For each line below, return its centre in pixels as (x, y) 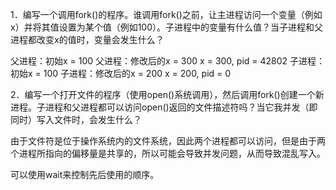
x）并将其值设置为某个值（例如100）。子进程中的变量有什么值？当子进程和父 (166, 27)
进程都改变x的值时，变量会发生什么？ (87, 39)
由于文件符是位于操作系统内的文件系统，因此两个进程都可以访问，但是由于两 (168, 141)
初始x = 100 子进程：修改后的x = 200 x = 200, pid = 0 (121, 73)
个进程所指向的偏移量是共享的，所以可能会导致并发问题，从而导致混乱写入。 (168, 153)
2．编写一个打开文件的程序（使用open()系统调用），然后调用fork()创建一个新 (167, 94)
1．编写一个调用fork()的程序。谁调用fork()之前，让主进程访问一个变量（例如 (166, 14)
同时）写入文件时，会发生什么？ (76, 119)
